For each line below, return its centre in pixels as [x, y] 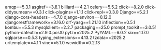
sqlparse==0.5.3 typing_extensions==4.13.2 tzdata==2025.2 [65, 37]
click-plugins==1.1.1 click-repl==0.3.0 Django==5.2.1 [97, 12]
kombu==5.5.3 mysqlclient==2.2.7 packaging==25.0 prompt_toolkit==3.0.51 [81, 27]
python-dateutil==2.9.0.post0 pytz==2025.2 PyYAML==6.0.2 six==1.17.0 [77, 32]
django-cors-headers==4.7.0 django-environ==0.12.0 [58, 17]
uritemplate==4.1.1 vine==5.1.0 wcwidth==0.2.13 [52, 43]
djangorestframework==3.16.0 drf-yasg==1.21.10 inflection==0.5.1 [70, 22]
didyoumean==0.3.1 [25, 12]
